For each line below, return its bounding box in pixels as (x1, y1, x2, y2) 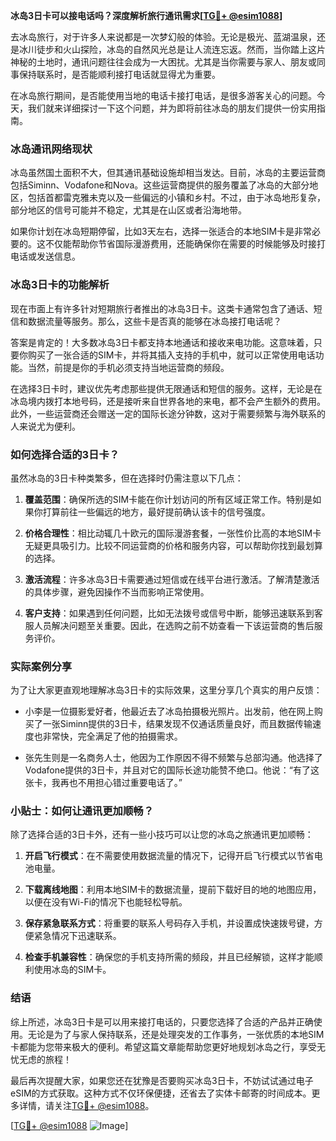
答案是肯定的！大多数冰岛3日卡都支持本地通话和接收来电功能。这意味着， (10, 336, 314, 348)
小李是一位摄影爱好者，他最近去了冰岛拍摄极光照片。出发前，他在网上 (24, 705, 315, 718)
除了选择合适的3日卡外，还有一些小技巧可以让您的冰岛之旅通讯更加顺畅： (10, 829, 314, 841)
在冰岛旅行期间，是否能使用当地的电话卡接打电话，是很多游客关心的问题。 (10, 90, 317, 101)
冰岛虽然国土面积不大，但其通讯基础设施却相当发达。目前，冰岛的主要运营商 (10, 167, 326, 179)
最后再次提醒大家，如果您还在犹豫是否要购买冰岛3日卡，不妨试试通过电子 (10, 1074, 314, 1086)
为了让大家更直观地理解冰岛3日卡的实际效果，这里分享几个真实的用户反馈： (10, 684, 323, 696)
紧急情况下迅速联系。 (33, 930, 122, 942)
